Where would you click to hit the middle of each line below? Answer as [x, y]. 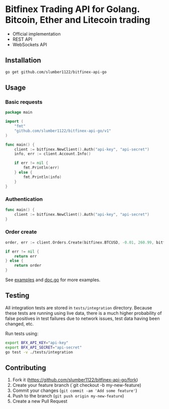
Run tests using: [22, 334]
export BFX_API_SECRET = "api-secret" [44, 347]
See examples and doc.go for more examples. [53, 280]
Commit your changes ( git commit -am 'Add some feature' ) [75, 390]
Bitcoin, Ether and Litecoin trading [78, 20]
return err [26, 256]
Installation [23, 61]
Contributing [26, 367]
